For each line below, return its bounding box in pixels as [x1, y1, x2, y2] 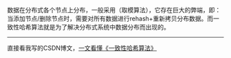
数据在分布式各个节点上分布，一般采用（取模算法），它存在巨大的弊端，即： [7, 6, 221, 14]
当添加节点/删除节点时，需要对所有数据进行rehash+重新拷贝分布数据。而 [7, 14, 214, 23]
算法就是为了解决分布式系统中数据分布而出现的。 [30, 23, 170, 31]
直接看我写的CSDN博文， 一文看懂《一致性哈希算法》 [7, 44, 157, 52]
